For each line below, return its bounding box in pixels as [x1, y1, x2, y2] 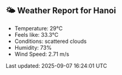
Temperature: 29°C [14, 24, 63, 32]
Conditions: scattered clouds [14, 37, 87, 45]
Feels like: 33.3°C [14, 31, 59, 38]
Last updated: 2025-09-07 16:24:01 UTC [5, 62, 107, 69]
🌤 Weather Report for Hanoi [5, 5, 117, 16]
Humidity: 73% [14, 44, 52, 51]
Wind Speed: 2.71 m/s [14, 50, 69, 57]
